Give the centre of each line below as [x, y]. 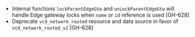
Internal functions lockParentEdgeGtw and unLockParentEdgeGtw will [93, 9]
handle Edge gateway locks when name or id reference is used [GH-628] [100, 15]
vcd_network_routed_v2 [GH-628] [52, 27]
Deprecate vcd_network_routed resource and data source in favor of [95, 21]
